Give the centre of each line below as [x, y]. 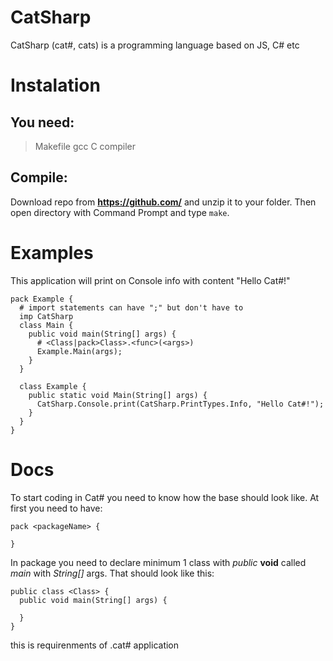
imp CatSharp [46, 316]
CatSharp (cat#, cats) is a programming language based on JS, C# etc [155, 45]
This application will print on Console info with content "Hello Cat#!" [150, 280]
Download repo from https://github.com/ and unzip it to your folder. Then [163, 202]
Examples [52, 252]
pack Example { [42, 299]
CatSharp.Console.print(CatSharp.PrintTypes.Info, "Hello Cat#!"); [180, 404]
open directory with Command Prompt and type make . [120, 212]
